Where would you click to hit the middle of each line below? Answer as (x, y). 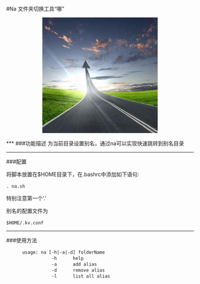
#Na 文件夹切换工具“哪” (35, 9)
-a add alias (74, 264)
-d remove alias (78, 270)
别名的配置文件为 (27, 211)
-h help (68, 258)
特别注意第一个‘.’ (26, 198)
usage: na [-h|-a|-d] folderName (63, 252)
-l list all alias (81, 276)
